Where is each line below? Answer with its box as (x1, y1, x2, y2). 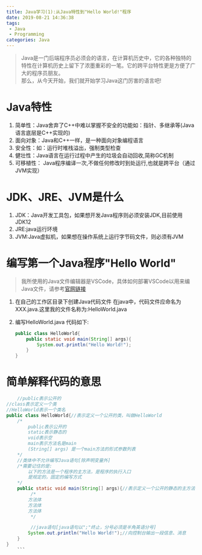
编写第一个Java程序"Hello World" (6, 256, 177, 270)
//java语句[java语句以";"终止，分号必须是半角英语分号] (30, 524, 157, 531)
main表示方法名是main (28, 441, 77, 447)
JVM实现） (14, 167, 43, 174)
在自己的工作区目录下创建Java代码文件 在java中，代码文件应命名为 (14, 297, 181, 305)
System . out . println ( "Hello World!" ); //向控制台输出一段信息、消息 (28, 530, 186, 536)
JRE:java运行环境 (14, 225, 58, 233)
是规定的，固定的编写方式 (28, 474, 82, 481)
